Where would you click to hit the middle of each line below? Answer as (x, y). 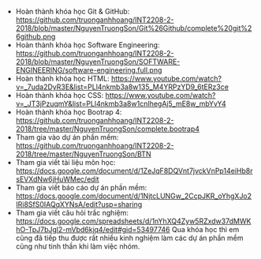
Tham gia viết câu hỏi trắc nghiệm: (72, 213)
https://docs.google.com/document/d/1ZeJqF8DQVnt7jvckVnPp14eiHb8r (134, 171)
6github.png (35, 36)
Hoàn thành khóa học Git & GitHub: (73, 11)
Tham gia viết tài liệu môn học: (65, 162)
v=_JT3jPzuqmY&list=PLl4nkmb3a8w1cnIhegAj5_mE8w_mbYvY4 (121, 103)
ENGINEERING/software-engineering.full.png (89, 70)
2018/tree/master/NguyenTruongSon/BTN (83, 154)
